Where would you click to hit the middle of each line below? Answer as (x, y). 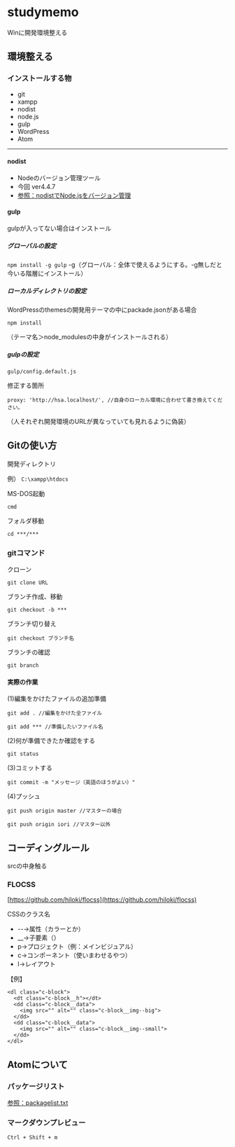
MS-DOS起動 (26, 493)
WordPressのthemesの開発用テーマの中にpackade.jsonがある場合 (102, 310)
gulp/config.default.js (42, 371)
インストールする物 (40, 78)
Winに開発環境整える (37, 32)
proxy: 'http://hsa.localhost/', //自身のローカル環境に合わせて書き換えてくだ (115, 400)
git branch (23, 666)
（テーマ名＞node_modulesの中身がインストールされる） (90, 336)
